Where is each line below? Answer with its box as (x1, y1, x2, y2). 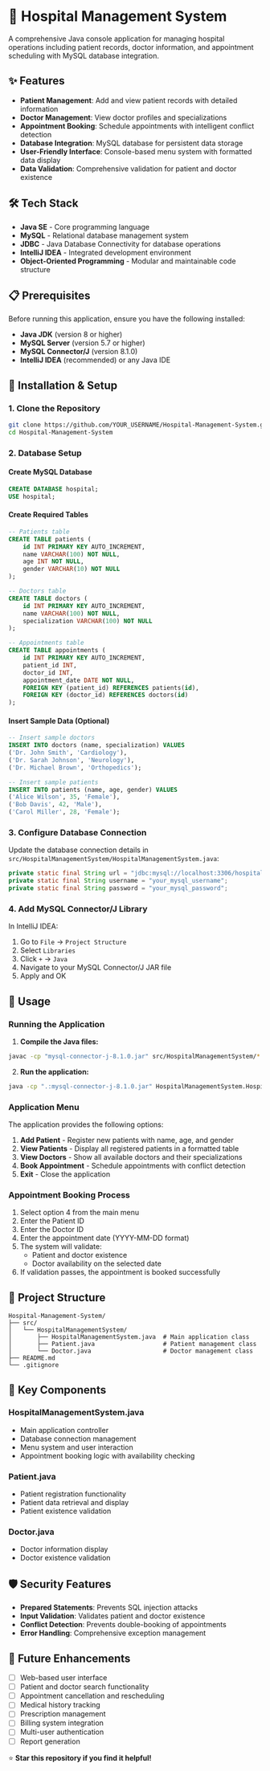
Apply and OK (19, 971, 67, 981)
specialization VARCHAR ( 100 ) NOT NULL (22, 617, 153, 625)
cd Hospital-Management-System (8, 428, 113, 436)
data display (19, 155, 61, 165)
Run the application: (19, 1067, 90, 1076)
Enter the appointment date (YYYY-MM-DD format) (19, 1233, 190, 1243)
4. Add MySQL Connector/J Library (8, 903, 148, 914)
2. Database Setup (8, 447, 82, 459)
